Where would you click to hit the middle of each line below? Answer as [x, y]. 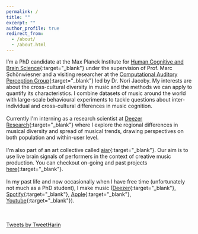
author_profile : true [33, 28]
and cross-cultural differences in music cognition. [92, 106]
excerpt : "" [21, 23]
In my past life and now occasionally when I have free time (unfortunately [96, 181]
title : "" [18, 17]
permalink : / [22, 12]
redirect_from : [25, 34]
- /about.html [29, 45]
